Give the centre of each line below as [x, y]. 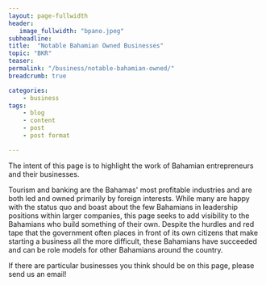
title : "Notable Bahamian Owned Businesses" [86, 46]
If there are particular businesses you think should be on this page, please [131, 265]
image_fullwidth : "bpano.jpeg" [72, 31]
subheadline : [30, 38]
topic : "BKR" [30, 53]
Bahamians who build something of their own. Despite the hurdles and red [131, 224]
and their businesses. [44, 174]
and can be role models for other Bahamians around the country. [116, 249]
